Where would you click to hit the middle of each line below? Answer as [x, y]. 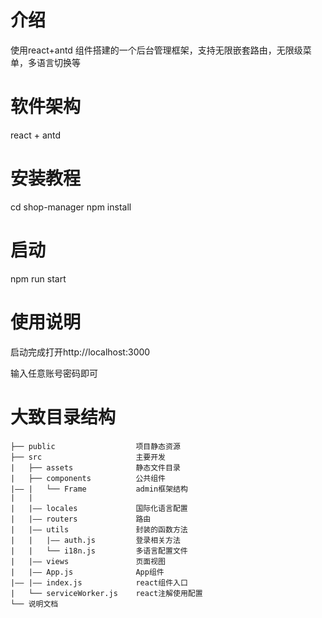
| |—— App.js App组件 [87, 572]
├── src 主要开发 [88, 457]
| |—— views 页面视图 [88, 561]
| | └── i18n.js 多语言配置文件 [99, 551]
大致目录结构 [63, 417]
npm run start [38, 278]
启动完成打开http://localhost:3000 [80, 352]
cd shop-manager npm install [71, 207]
